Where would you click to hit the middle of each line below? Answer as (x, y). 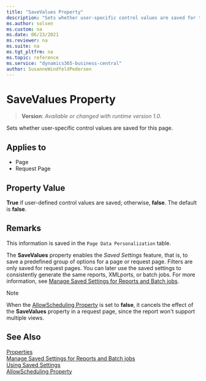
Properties (20, 352)
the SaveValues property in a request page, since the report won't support (101, 311)
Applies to (26, 147)
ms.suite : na (23, 47)
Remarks (24, 228)
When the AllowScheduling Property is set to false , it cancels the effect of (100, 304)
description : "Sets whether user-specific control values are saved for (101, 18)
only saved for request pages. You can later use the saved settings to (94, 268)
